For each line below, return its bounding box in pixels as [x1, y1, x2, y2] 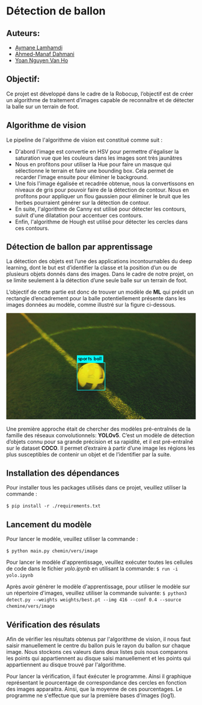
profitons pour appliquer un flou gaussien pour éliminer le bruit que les [14, 192, 191, 199]
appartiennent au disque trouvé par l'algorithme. [6, 661, 126, 668]
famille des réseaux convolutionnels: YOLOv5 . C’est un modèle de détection [6, 431, 195, 439]
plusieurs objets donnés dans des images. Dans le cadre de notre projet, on [6, 270, 194, 277]
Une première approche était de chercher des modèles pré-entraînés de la [6, 425, 191, 432]
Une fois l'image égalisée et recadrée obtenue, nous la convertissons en [14, 180, 194, 187]
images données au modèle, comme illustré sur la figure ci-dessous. [6, 301, 176, 309]
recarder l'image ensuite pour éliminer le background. [14, 173, 148, 181]
